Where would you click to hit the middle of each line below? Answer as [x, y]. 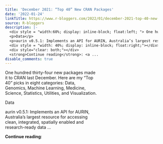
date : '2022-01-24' [25, 14]
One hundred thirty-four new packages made [50, 72]
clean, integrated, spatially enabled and [44, 122]
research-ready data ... [28, 127]
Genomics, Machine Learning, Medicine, [45, 88]
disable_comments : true [29, 59]
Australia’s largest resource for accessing [47, 117]
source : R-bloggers [25, 23]
